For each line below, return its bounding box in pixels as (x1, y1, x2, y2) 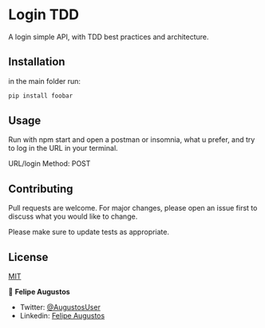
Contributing (8, 182, 73, 196)
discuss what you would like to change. (8, 211, 138, 221)
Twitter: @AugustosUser (19, 302, 101, 312)
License (8, 250, 49, 264)
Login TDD (8, 6, 80, 24)
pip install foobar (8, 92, 73, 100)
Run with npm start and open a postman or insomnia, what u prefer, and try (8, 135, 255, 144)
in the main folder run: (8, 76, 81, 85)
